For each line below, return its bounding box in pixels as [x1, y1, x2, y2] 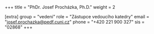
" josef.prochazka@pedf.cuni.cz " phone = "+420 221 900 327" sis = [5, 19, 145, 25]
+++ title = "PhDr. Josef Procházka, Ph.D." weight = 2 [5, 4, 115, 10]
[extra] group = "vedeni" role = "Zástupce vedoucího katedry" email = [5, 14, 149, 19]
